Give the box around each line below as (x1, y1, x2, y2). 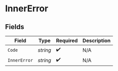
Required (56, 37, 78, 44)
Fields (5, 23, 25, 31)
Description (82, 37, 111, 44)
